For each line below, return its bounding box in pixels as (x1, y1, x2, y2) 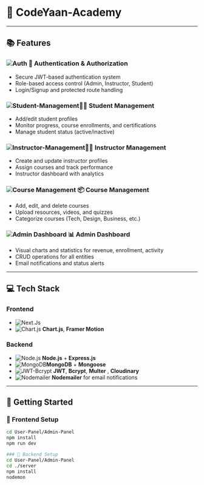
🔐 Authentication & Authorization (28, 59, 129, 68)
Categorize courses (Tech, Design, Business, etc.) (15, 214, 141, 222)
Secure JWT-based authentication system (15, 73, 121, 80)
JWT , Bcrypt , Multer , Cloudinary (53, 367, 140, 374)
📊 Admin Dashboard (67, 230, 131, 239)
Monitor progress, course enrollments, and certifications (15, 121, 157, 129)
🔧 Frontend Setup (6, 416, 59, 424)
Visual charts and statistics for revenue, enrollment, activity (15, 246, 164, 253)
